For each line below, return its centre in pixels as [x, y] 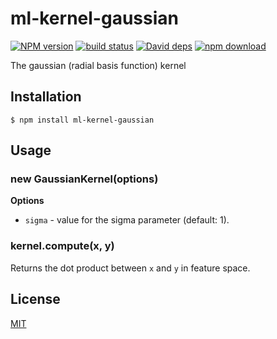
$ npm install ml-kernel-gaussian [82, 120]
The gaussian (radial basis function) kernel [98, 65]
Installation [46, 97]
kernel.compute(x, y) [62, 246]
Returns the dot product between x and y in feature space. [130, 268]
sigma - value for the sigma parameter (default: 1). [127, 220]
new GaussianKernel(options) [84, 179]
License [35, 299]
